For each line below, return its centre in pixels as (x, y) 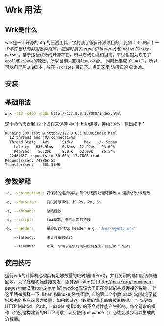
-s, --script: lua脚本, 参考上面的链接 (48, 220)
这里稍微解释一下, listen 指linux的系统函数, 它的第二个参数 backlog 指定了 (79, 294)
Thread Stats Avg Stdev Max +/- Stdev (63, 142)
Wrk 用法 (23, 10)
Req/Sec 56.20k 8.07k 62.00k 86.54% (64, 151)
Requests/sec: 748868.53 (30, 161)
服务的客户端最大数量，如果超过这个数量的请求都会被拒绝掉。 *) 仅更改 (81, 300)
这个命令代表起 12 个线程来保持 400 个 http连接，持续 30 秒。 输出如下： (75, 124)
